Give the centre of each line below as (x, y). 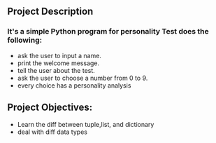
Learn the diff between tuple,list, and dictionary (86, 124)
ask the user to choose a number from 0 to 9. (82, 78)
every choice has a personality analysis (74, 85)
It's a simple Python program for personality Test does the (108, 32)
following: (25, 40)
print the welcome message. (58, 63)
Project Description (50, 12)
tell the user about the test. (56, 70)
